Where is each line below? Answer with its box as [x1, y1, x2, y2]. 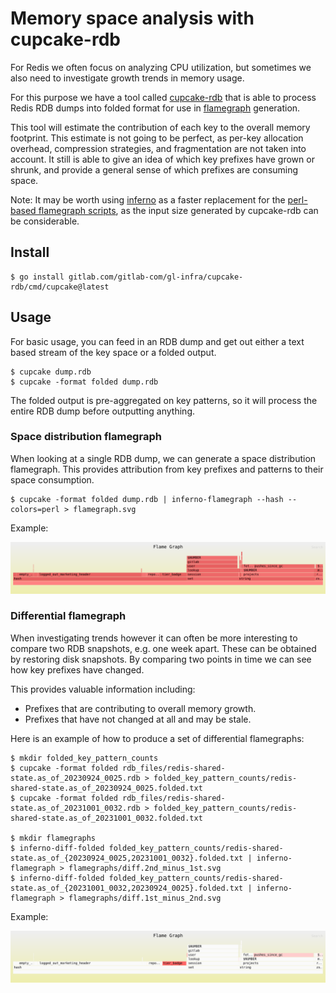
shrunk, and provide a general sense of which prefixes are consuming [10, 163, 299, 176]
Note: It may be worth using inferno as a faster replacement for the [10, 193, 286, 206]
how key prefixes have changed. [10, 663, 145, 676]
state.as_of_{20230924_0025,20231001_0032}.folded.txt [10, 853, 244, 863]
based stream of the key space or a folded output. [10, 346, 217, 358]
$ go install [10, 272, 65, 282]
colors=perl [10, 504, 60, 514]
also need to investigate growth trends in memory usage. [10, 72, 245, 84]
